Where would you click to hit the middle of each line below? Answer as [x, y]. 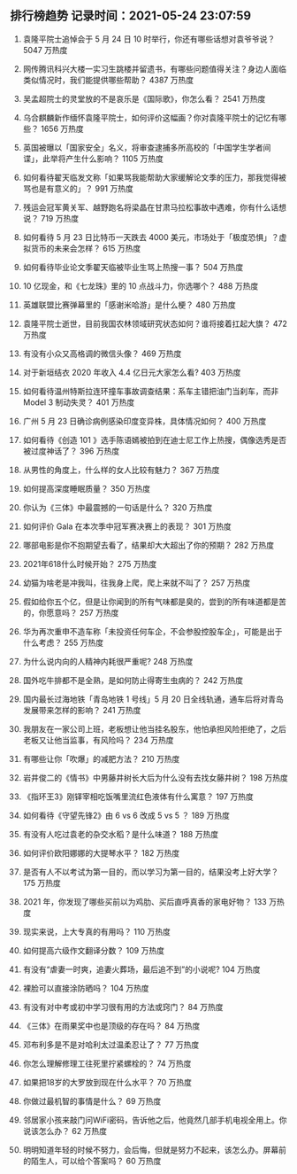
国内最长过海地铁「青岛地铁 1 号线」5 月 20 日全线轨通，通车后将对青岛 [153, 699]
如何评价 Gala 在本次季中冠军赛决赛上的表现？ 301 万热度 [127, 526]
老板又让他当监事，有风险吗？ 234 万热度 [98, 740]
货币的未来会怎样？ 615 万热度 [86, 248]
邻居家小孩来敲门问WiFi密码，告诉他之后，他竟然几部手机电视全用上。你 [155, 1120]
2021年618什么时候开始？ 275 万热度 [90, 564]
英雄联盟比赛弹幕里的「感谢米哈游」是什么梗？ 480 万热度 [129, 305]
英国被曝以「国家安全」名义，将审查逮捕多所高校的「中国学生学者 [143, 147]
